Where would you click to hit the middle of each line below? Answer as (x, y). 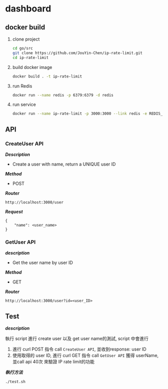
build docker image (32, 67)
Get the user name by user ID (43, 262)
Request (14, 211)
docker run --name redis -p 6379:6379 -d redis (63, 95)
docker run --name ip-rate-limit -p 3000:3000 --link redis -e (80, 114)
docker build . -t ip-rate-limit (47, 76)
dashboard (28, 9)
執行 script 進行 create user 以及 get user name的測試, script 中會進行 (77, 338)
